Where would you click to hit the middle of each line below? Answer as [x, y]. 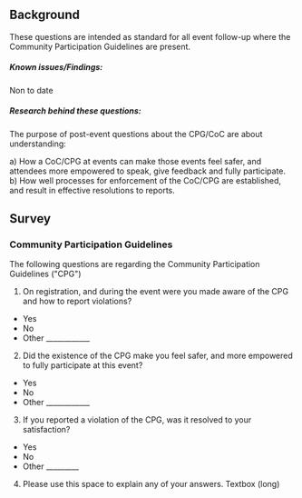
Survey [30, 219]
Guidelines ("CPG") [45, 274]
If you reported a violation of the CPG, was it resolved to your [137, 420]
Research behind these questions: [76, 111]
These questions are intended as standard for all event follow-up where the [150, 36]
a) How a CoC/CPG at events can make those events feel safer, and [136, 161]
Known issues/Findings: [56, 67]
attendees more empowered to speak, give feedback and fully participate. [148, 171]
